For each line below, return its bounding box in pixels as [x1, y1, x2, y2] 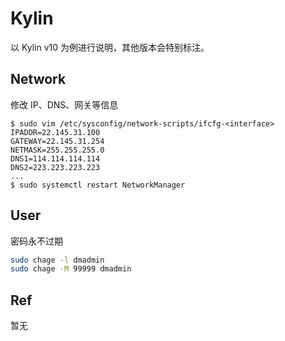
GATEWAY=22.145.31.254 [10, 136, 105, 146]
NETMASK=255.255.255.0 [10, 145, 105, 155]
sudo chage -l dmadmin [10, 255, 105, 265]
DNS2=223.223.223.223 [10, 162, 101, 172]
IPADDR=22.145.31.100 [10, 127, 101, 137]
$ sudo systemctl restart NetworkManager [10, 180, 186, 190]
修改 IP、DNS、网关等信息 [10, 98, 119, 111]
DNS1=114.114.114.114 [10, 153, 101, 164]
